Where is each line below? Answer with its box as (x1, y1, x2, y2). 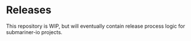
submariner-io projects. (6, 28, 62, 35)
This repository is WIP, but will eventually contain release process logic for (6, 23, 185, 29)
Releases (6, 3, 51, 17)
